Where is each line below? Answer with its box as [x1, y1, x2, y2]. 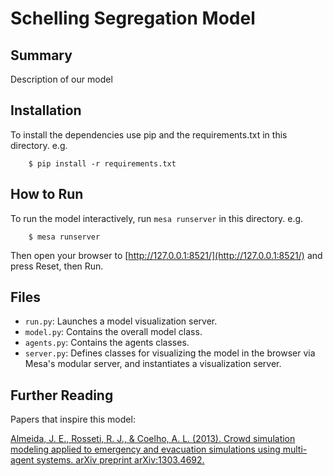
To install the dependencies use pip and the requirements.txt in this [10, 128, 288, 141]
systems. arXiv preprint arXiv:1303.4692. [36, 454, 205, 466]
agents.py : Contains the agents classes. [24, 337, 190, 349]
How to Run [10, 186, 84, 203]
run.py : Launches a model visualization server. [24, 315, 218, 327]
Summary [10, 47, 73, 64]
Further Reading [10, 387, 114, 404]
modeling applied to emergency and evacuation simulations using [10, 443, 281, 456]
